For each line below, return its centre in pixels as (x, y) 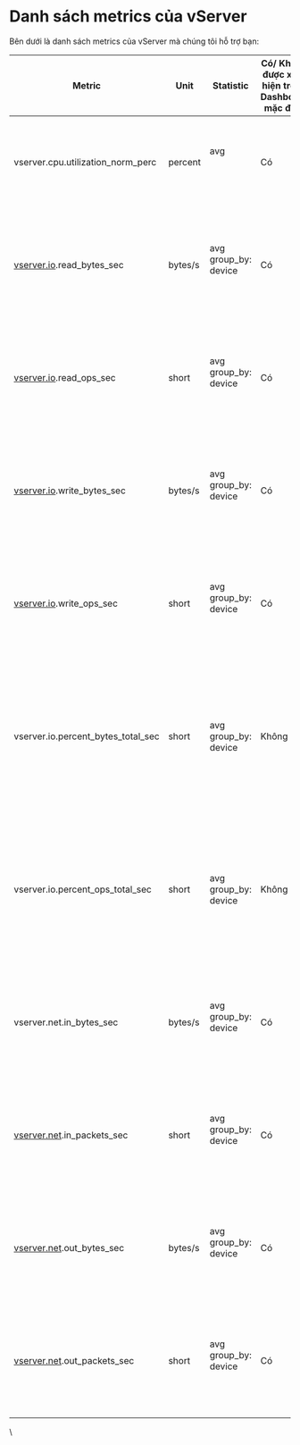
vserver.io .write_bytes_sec (70, 491)
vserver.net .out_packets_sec (74, 1360)
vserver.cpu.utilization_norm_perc (85, 162)
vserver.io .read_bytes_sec (69, 265)
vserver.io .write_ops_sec (66, 603)
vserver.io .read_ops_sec (65, 377)
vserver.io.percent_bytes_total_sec (87, 736)
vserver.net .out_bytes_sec (69, 1248)
